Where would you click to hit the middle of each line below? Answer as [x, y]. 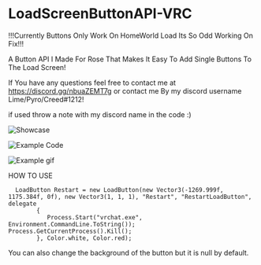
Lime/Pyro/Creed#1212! [46, 99]
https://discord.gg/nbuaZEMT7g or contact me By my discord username [125, 90]
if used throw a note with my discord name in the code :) [100, 114]
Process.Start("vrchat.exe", [95, 217]
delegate [22, 204]
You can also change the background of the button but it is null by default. [129, 252]
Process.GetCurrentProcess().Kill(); [70, 231]
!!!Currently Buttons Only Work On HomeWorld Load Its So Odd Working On [131, 35]
